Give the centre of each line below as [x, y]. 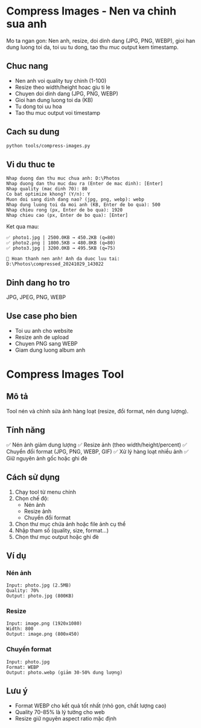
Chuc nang [27, 66]
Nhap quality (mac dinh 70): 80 [47, 189]
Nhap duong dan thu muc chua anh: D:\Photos [63, 179]
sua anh [27, 24]
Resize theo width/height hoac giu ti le [62, 87]
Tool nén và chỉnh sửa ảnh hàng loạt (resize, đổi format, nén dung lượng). [97, 411]
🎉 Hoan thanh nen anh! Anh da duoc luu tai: [63, 259]
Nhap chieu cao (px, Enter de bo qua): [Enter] [67, 216]
